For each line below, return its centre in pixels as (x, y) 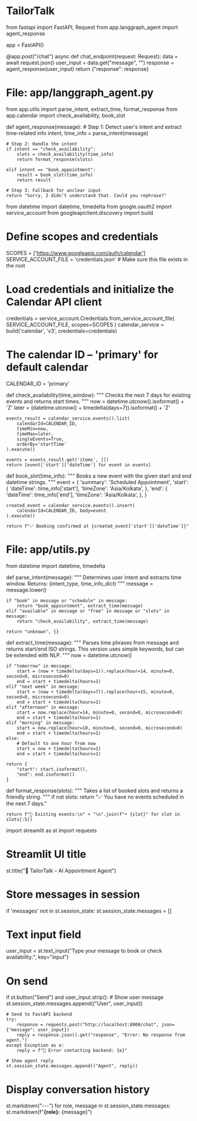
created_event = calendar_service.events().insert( (71, 505)
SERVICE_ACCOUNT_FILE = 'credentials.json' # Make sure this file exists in (97, 259)
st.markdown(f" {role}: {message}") (49, 1112)
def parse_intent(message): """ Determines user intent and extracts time (94, 577)
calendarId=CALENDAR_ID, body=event (62, 511)
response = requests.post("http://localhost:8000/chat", (88, 1025)
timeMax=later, (35, 434)
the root (16, 265)
